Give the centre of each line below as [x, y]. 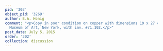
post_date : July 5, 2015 [30, 32]
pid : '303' [16, 9]
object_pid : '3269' [25, 14]
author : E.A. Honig [25, 18]
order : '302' [18, 37]
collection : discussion [29, 41]
